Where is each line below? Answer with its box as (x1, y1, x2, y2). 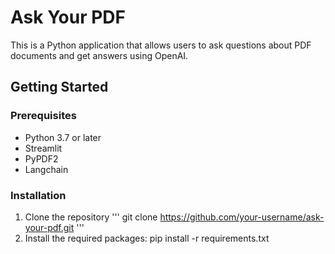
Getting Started (10, 79, 109, 96)
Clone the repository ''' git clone (24, 211, 158, 223)
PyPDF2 (24, 152, 59, 165)
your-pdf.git (24, 221, 75, 233)
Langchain (24, 163, 69, 175)
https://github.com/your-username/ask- (159, 211, 325, 223)
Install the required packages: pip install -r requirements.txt (24, 232, 270, 244)
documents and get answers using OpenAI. (10, 49, 189, 61)
